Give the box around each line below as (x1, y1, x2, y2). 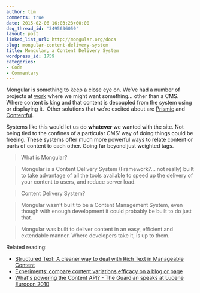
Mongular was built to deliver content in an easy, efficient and (20, 225, 174, 233)
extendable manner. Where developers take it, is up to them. (20, 232, 170, 239)
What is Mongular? (20, 154, 68, 161)
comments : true (6, 14, 44, 20)
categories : (6, 59, 36, 65)
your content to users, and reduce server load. (20, 178, 136, 185)
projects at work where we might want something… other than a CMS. (6, 93, 179, 100)
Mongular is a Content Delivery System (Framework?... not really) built (20, 166, 195, 173)
